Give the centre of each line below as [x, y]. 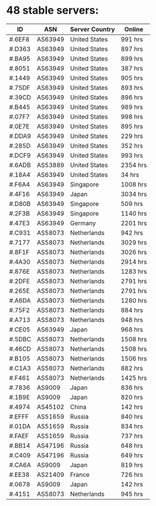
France [80, 474]
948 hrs [132, 320]
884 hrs [132, 310]
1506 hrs [134, 358]
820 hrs [132, 397]
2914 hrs [134, 261]
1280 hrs [134, 300]
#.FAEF [19, 436]
